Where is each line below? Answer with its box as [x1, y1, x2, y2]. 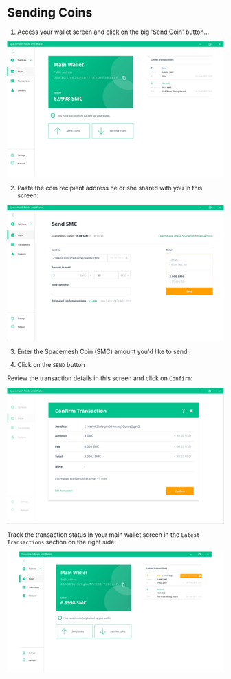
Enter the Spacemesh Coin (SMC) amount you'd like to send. [16, 347, 190, 356]
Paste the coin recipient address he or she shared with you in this [16, 184, 203, 192]
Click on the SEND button [16, 361, 86, 369]
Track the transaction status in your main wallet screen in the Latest [7, 531, 200, 539]
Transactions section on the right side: [7, 538, 117, 547]
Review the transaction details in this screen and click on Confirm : [7, 374, 193, 382]
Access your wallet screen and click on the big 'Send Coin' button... [16, 28, 210, 36]
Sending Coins [7, 5, 93, 21]
